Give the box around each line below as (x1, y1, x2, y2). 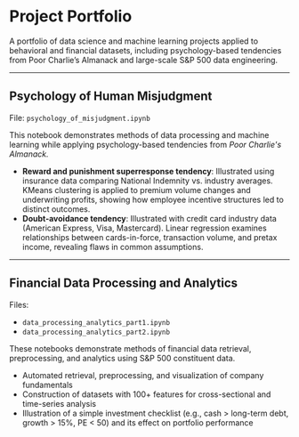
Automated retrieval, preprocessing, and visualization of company (21, 369, 264, 380)
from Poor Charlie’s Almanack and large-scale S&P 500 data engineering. (9, 54, 279, 65)
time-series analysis (21, 398, 96, 409)
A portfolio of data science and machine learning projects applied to (9, 36, 259, 46)
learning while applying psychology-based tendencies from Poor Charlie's (9, 139, 282, 150)
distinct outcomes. (21, 203, 91, 214)
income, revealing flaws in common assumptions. (21, 241, 204, 252)
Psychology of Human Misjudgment (9, 89, 213, 104)
